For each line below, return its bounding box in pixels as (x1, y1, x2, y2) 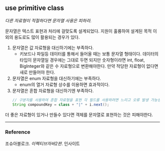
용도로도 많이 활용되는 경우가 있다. (14, 34, 80, 40)
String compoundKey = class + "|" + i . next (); (12, 102, 110, 107)
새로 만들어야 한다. (19, 69, 55, 75)
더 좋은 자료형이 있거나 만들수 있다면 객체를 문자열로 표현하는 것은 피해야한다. (5, 112, 153, 118)
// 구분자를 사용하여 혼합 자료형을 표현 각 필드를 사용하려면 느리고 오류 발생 (12, 97, 149, 102)
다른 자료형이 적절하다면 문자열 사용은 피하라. (5, 17, 92, 24)
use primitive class (5, 4, 64, 12)
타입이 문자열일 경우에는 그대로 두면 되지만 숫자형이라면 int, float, (19, 57, 145, 63)
